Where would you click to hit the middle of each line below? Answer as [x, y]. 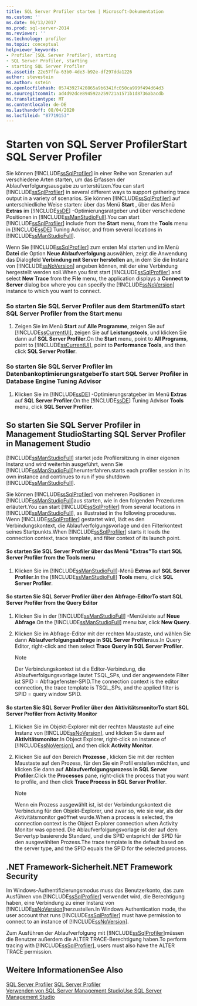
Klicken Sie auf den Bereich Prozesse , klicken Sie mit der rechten [94, 757]
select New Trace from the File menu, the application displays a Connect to [98, 279]
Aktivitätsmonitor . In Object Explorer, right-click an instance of [90, 739]
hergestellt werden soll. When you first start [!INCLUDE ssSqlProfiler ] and [93, 272]
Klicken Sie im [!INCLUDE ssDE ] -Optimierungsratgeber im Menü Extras [101, 394]
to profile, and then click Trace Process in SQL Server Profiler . [91, 782]
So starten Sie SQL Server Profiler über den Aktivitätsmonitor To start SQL [98, 707]
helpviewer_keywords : [33, 50]
